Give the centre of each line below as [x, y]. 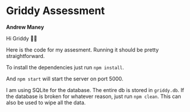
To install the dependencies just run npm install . [65, 67]
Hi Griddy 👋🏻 [22, 38]
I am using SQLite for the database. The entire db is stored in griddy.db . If [95, 90]
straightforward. [26, 56]
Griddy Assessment [56, 11]
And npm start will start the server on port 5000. [65, 79]
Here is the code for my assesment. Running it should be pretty [83, 50]
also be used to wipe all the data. [46, 102]
